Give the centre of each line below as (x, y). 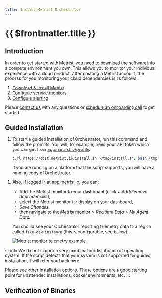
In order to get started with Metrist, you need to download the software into (80, 63)
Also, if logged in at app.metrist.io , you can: (55, 182)
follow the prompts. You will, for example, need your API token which (81, 144)
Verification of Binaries (41, 291)
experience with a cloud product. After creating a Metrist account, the (74, 73)
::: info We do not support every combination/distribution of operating (74, 251)
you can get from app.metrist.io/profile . (51, 149)
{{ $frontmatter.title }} (51, 33)
